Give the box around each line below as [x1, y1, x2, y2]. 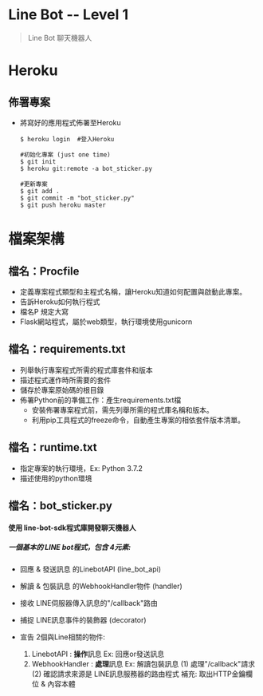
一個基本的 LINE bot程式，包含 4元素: [8, 543, 131, 552]
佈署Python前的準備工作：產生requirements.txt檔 [19, 395, 182, 405]
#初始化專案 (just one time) [19, 150, 111, 159]
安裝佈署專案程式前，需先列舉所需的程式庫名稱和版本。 [31, 405, 214, 414]
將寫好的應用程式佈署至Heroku [19, 117, 121, 127]
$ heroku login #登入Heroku [19, 135, 115, 143]
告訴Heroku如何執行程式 [19, 297, 100, 306]
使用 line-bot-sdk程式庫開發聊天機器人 [8, 523, 137, 532]
